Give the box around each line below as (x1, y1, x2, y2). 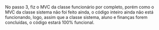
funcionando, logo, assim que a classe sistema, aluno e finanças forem (5, 15, 148, 20)
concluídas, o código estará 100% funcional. (5, 19, 95, 25)
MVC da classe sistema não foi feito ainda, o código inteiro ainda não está (5, 9, 154, 15)
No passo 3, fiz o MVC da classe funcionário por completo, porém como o (5, 4, 155, 10)
